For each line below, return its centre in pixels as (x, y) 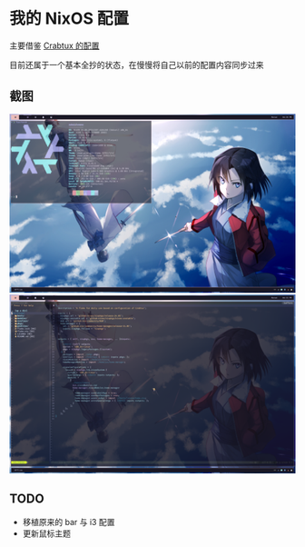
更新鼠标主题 (46, 533)
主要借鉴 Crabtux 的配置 (54, 45)
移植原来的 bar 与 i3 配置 (69, 522)
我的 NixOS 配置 (69, 19)
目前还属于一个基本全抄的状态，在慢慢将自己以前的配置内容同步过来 (137, 65)
